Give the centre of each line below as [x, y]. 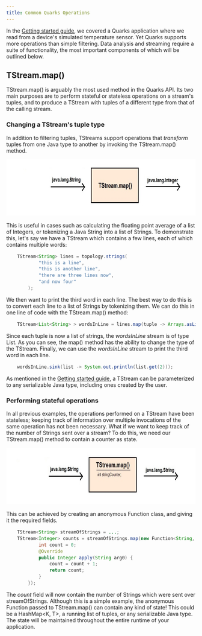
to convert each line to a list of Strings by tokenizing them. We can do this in [100, 306]
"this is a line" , [61, 262]
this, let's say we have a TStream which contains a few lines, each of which [100, 238]
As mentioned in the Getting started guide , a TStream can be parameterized [100, 378]
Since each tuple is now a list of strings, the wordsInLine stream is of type [98, 335]
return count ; [67, 570]
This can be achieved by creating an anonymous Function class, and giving [99, 514]
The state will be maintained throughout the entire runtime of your [88, 620]
